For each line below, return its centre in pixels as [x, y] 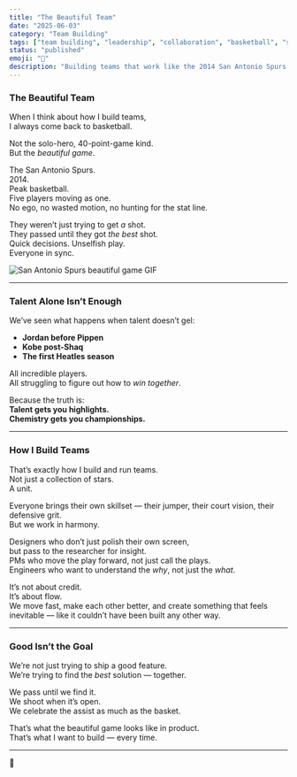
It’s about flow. [36, 596]
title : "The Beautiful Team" [63, 17]
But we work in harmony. [54, 524]
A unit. [21, 489]
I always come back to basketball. [71, 127]
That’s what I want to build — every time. [83, 738]
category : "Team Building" [59, 34]
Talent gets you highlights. [59, 410]
